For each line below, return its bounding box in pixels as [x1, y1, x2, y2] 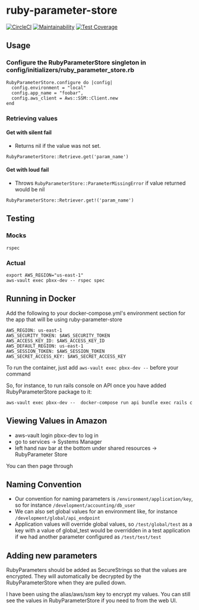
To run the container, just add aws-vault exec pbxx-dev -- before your [6, 364, 179, 371]
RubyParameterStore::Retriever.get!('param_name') [6, 197, 134, 203]
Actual [6, 259, 26, 267]
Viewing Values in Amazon [6, 416, 108, 426]
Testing [6, 213, 35, 224]
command [6, 370, 31, 377]
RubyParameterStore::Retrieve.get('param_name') [6, 153, 129, 160]
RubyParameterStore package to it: [6, 388, 92, 395]
